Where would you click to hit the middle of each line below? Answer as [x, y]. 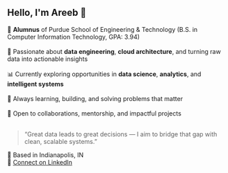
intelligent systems [35, 84]
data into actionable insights [48, 59]
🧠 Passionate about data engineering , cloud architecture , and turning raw [114, 51]
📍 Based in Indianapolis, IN [46, 155]
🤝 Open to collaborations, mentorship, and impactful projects [95, 113]
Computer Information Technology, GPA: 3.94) [74, 37]
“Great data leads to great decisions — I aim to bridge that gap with [121, 134]
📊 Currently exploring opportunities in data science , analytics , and [104, 74]
